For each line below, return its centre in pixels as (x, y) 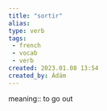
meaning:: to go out (41, 98)
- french (27, 46)
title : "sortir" (35, 16)
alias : (19, 23)
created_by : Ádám (37, 76)
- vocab (25, 53)
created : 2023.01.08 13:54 (53, 68)
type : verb (27, 31)
